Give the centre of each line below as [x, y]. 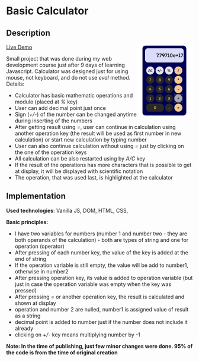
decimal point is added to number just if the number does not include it [101, 322]
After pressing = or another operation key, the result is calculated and [99, 297]
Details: [15, 84]
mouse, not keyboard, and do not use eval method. [68, 78]
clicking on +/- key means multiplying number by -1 [78, 335]
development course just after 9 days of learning [66, 65]
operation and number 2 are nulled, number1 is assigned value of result [102, 309]
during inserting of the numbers [54, 121]
